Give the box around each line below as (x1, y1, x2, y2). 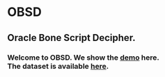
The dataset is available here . (7, 61, 109, 71)
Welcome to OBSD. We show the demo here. (7, 53, 160, 62)
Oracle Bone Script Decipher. (7, 32, 136, 44)
